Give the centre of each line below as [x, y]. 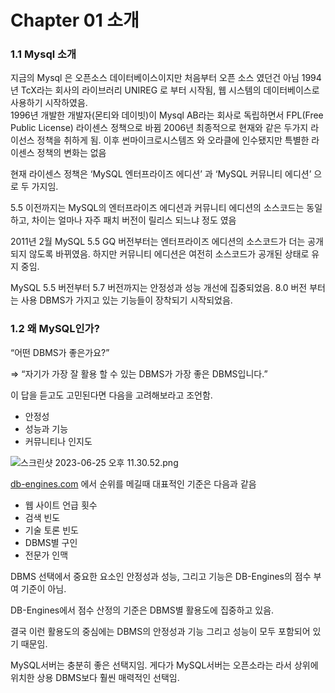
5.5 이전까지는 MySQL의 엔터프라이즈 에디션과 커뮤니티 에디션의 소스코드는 [157, 208]
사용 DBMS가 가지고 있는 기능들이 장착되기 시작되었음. [126, 300]
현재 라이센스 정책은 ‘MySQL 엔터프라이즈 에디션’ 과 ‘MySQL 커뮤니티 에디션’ [161, 174]
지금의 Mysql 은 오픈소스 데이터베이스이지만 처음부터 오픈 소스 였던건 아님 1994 [166, 78]
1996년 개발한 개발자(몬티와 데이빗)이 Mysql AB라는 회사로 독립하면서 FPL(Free [167, 115]
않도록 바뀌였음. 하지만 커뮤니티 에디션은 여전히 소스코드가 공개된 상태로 [169, 254]
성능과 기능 [46, 428]
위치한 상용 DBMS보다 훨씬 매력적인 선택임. [95, 677]
